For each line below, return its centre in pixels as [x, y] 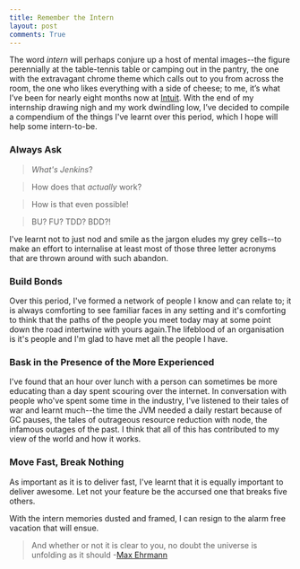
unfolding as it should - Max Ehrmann [99, 555]
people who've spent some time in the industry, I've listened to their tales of [149, 401]
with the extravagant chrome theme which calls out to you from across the [146, 79]
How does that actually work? [86, 187]
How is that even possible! [80, 204]
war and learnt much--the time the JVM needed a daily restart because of [146, 410]
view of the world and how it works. [75, 439]
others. [22, 501]
